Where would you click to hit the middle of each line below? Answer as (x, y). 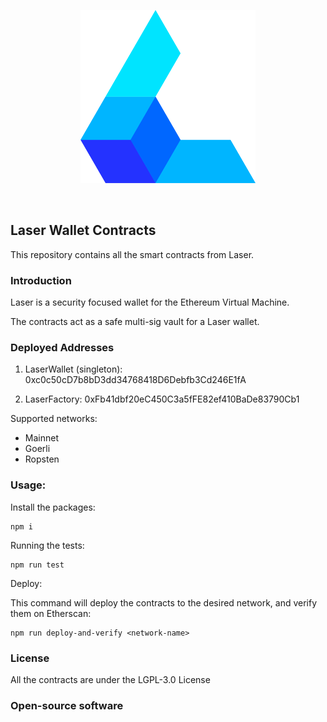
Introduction (41, 280)
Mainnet (41, 438)
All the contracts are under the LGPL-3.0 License (110, 679)
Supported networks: (54, 419)
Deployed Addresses (62, 348)
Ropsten (42, 459)
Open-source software (67, 705)
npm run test (37, 565)
